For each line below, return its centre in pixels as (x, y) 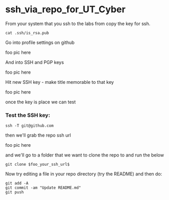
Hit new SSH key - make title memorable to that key (60, 82)
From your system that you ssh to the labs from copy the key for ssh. (78, 24)
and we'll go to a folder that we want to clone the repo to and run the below (85, 155)
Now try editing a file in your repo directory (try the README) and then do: (84, 174)
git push (15, 192)
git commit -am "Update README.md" (43, 188)
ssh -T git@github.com (29, 126)
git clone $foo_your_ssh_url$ (38, 165)
